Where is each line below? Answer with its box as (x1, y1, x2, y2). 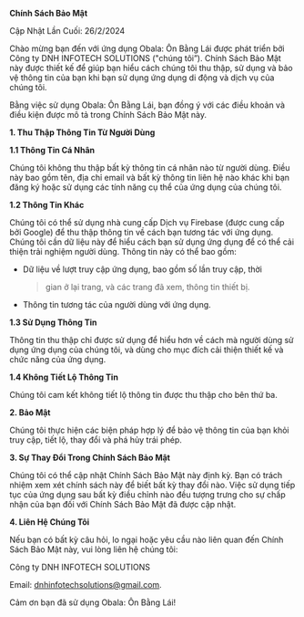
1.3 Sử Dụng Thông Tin (9, 317, 97, 328)
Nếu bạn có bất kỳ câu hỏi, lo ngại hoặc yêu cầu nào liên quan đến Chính (9, 534, 284, 545)
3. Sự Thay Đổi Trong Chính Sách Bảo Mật (9, 452, 171, 463)
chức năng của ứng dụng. (9, 354, 106, 364)
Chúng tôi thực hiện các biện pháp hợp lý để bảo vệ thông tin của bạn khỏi (9, 424, 289, 435)
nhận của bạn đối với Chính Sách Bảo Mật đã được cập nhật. (9, 499, 237, 509)
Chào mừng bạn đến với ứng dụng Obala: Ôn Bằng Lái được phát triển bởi (9, 43, 285, 54)
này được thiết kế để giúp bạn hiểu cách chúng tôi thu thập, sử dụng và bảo (9, 63, 293, 73)
